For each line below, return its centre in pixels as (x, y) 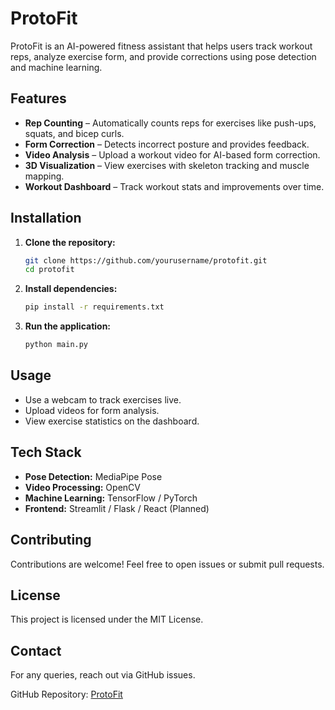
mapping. (44, 176)
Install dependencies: (71, 289)
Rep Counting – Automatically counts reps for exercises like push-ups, (170, 123)
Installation (46, 218)
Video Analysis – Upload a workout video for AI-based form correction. (172, 154)
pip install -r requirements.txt (94, 307)
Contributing (51, 540)
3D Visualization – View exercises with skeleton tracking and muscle (167, 165)
